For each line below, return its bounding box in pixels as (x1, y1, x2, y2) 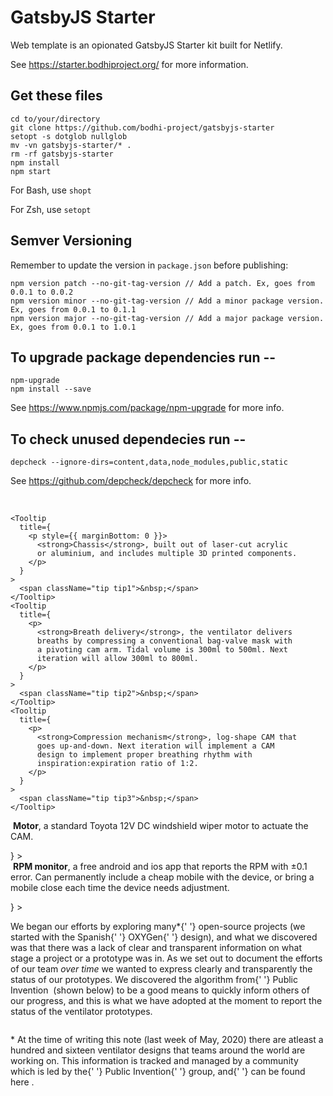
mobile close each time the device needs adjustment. (10, 882, 230, 894)
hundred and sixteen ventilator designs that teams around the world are (10, 1044, 306, 1056)
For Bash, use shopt (10, 184, 92, 196)
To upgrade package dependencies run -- (10, 349, 277, 366)
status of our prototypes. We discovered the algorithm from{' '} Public (10, 974, 298, 986)
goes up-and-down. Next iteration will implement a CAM (36, 741, 275, 751)
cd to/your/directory (10, 114, 101, 124)
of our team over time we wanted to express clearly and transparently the (10, 963, 313, 975)
